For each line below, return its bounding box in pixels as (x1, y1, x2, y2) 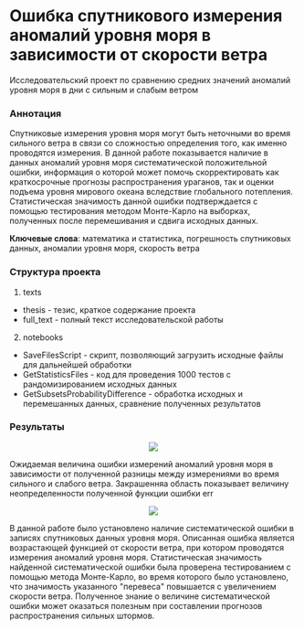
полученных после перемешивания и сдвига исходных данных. (9, 216, 258, 227)
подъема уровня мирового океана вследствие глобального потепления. (9, 187, 294, 198)
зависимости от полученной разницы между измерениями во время (9, 468, 280, 479)
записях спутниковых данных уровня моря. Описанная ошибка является (9, 532, 295, 543)
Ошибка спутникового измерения (9, 5, 283, 27)
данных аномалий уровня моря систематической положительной (9, 157, 267, 168)
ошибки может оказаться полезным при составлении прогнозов (9, 600, 263, 611)
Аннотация (9, 107, 62, 120)
